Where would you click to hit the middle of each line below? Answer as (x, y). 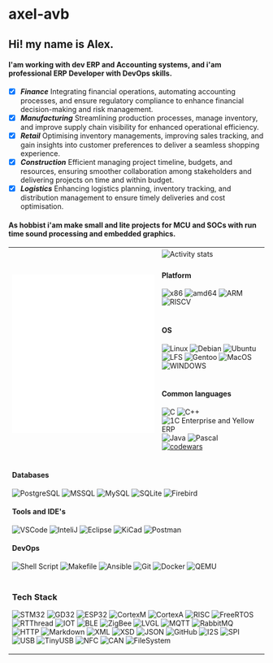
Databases (30, 474)
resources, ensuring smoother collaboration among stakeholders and (136, 171)
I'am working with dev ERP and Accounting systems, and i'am (115, 65)
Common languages (196, 394)
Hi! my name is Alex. (61, 44)
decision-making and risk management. (87, 109)
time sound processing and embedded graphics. (92, 233)
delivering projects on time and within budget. (97, 180)
